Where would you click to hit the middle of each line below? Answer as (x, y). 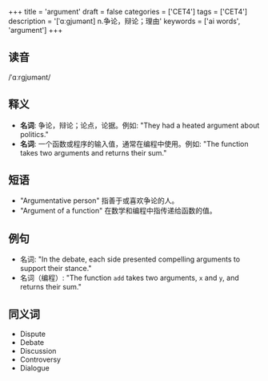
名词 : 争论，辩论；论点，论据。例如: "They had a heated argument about (140, 125)
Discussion (38, 351)
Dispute (33, 334)
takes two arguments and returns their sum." (93, 152)
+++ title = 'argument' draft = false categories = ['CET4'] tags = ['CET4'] (128, 12)
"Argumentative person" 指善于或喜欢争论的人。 (99, 201)
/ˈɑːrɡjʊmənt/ (30, 77)
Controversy (40, 359)
